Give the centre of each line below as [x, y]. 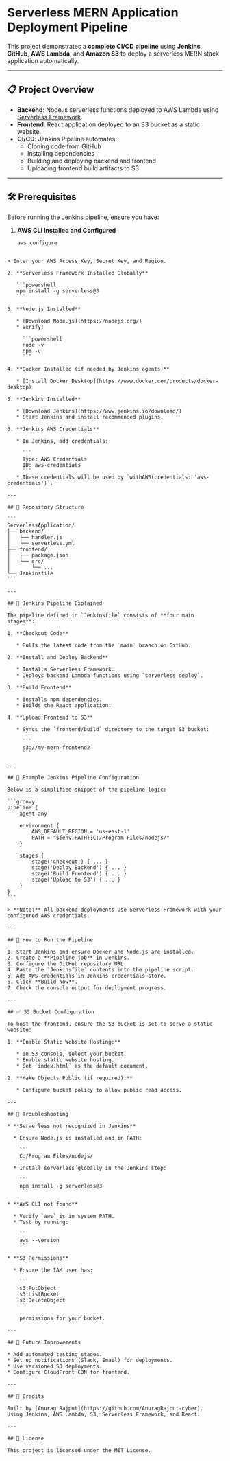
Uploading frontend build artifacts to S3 [83, 168]
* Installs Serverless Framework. [65, 670]
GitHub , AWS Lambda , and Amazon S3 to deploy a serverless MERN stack [113, 54]
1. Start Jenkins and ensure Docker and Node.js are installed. [101, 952]
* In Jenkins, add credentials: [62, 441]
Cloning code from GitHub [64, 146]
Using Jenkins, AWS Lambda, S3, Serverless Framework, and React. [104, 1415]
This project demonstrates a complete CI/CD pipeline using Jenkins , [105, 46]
